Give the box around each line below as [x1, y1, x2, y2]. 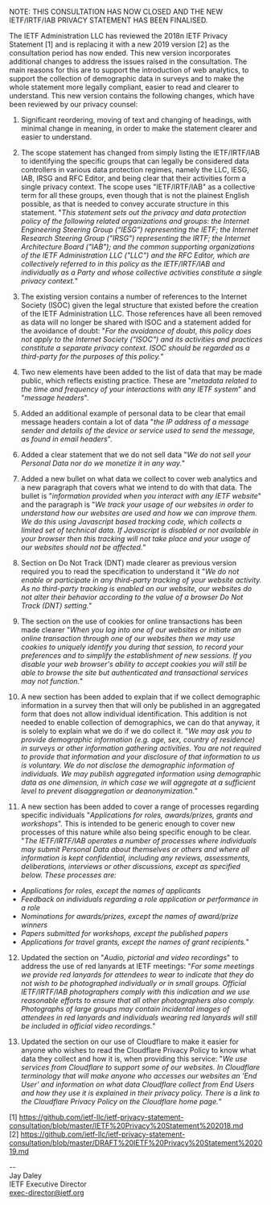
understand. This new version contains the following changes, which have [9, 91, 255, 100]
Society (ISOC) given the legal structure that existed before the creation [20, 300, 259, 309]
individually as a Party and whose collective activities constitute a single [20, 267, 262, 277]
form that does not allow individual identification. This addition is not [20, 709, 248, 718]
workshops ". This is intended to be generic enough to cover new [20, 819, 236, 828]
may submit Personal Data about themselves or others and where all [20, 845, 250, 854]
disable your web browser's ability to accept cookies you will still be [20, 660, 248, 669]
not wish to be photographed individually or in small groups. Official [20, 979, 247, 988]
